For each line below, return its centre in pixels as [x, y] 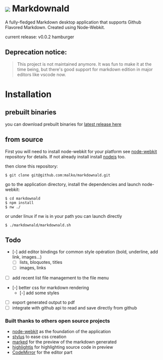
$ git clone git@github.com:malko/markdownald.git [58, 175]
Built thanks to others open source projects [58, 321]
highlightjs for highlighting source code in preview [63, 347]
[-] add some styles [39, 293]
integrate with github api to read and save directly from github [74, 308]
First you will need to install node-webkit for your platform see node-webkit [81, 151]
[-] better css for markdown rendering [50, 287]
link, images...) [27, 257]
